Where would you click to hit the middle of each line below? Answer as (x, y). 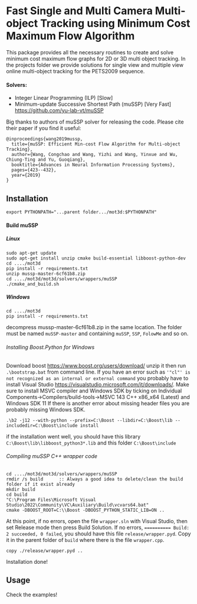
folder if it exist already (41, 484)
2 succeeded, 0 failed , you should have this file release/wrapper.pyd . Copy (98, 534)
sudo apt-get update (32, 253)
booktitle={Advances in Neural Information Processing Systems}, (93, 165)
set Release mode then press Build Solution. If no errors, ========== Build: (98, 527)
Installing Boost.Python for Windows (50, 348)
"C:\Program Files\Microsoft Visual (51, 500)
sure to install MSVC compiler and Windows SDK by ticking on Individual (94, 391)
